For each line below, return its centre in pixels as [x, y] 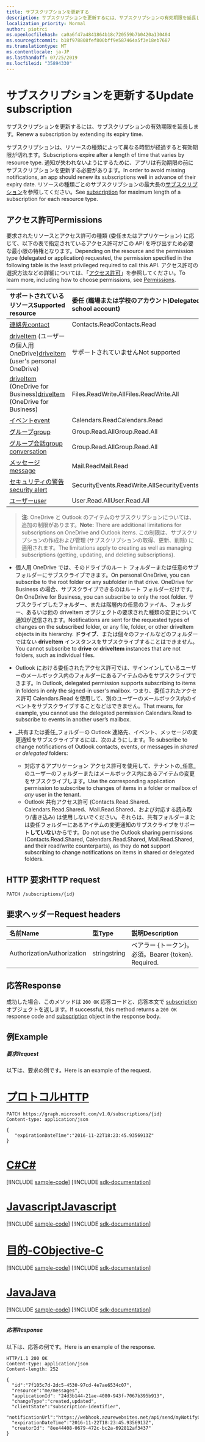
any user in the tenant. [52, 795]
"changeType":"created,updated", [54, 1401]
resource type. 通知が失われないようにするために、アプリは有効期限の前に [100, 162]
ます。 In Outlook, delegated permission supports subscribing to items [108, 683]
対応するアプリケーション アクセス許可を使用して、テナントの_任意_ [110, 766]
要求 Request [23, 1053]
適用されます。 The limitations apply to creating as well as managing [106, 548]
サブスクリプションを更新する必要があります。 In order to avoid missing [96, 170]
